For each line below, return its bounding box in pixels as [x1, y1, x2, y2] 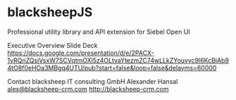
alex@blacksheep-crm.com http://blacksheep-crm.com [7, 85, 169, 93]
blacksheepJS [7, 4, 93, 20]
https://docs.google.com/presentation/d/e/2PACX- [7, 49, 155, 57]
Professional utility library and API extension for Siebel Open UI [7, 27, 190, 36]
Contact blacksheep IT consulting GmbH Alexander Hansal [7, 77, 178, 85]
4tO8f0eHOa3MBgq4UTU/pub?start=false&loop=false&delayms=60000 [7, 63, 217, 72]
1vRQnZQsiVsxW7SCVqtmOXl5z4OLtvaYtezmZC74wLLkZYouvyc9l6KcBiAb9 [7, 56, 229, 64]
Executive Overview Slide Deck [7, 41, 98, 49]
